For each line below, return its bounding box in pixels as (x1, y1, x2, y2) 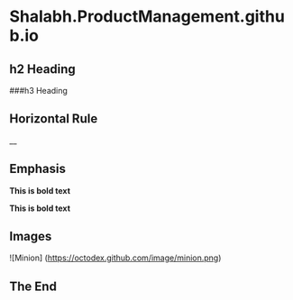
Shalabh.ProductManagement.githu (9, 6, 286, 27)
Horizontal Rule (9, 111, 98, 127)
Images (9, 229, 52, 244)
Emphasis (9, 161, 66, 177)
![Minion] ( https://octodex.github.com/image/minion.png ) (9, 252, 222, 263)
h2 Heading (9, 61, 77, 77)
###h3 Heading (9, 86, 68, 95)
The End (9, 278, 57, 294)
